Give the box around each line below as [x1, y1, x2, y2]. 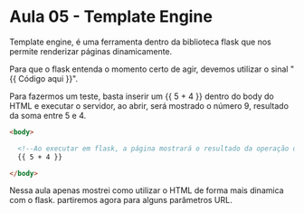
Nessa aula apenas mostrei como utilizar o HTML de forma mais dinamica [9, 185, 284, 196]
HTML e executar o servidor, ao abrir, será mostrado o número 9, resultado [9, 100, 290, 111]
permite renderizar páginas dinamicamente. [9, 45, 173, 56]
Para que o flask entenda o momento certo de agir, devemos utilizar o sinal [9, 63, 289, 74]
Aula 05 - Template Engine [9, 6, 213, 27]
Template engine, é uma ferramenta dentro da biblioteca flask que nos [9, 36, 271, 47]
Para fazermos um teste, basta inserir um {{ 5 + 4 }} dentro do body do [9, 91, 274, 102]
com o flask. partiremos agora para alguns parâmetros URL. [9, 195, 233, 206]
